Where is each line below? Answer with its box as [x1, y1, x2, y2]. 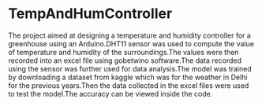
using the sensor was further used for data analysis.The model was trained [8, 64, 252, 73]
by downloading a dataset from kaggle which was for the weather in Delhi [8, 72, 248, 82]
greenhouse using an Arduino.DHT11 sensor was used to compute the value [8, 38, 255, 48]
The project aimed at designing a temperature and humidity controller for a [8, 31, 251, 40]
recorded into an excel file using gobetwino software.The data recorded [8, 56, 242, 65]
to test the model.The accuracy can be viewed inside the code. [8, 89, 213, 98]
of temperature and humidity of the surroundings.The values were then [8, 47, 239, 57]
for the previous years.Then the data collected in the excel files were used [8, 80, 249, 90]
